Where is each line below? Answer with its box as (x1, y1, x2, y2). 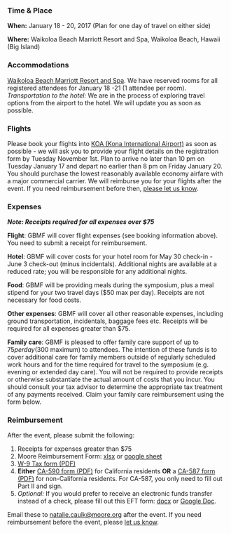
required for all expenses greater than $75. (7, 324, 131, 333)
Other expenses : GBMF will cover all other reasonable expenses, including (7, 310, 224, 318)
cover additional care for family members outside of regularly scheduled (7, 353, 216, 362)
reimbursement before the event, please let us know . (7, 518, 160, 527)
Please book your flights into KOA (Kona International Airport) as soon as (7, 139, 217, 147)
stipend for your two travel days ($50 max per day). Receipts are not (7, 289, 205, 297)
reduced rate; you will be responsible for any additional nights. (7, 268, 188, 276)
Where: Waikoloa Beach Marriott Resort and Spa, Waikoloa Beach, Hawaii (7, 35, 220, 44)
